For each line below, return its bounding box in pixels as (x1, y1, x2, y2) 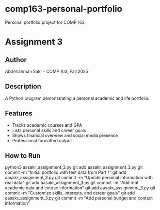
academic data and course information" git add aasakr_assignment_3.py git (5, 185, 156, 191)
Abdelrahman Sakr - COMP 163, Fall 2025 (5, 68, 89, 74)
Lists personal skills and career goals (12, 127, 86, 133)
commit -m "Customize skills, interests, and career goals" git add (5, 190, 135, 196)
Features (5, 109, 32, 118)
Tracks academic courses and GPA (12, 122, 82, 128)
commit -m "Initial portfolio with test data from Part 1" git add (5, 169, 127, 175)
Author (5, 56, 27, 64)
